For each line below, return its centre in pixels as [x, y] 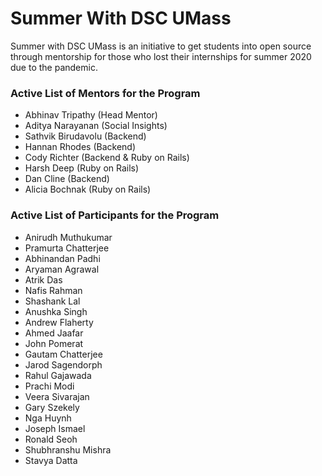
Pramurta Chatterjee [67, 248]
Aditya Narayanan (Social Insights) [96, 126]
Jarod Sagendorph [63, 364]
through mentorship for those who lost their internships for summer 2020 [161, 56]
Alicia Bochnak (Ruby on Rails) [88, 189]
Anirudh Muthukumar [68, 237]
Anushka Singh [56, 311]
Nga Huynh [48, 418]
